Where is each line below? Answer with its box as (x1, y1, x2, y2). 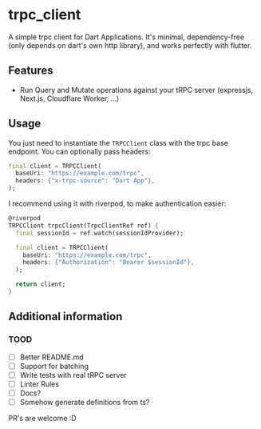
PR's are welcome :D (8, 414, 77, 423)
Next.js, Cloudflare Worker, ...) (19, 94, 120, 103)
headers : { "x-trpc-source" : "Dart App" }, (15, 177, 156, 185)
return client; (15, 280, 66, 289)
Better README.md (19, 352, 84, 362)
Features (8, 64, 53, 78)
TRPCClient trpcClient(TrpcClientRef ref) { (8, 222, 159, 230)
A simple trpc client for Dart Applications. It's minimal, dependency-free (8, 32, 245, 42)
